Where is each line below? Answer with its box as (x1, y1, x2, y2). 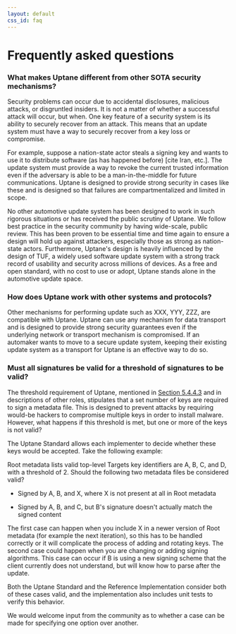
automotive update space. (7, 274, 83, 283)
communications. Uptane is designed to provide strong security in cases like (7, 178, 230, 187)
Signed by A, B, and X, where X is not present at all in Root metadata (17, 489, 216, 497)
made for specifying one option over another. (7, 618, 139, 627)
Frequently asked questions (7, 47, 175, 63)
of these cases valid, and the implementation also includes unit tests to (7, 590, 213, 598)
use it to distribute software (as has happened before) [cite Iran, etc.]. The (7, 156, 223, 164)
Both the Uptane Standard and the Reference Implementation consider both (7, 583, 227, 591)
